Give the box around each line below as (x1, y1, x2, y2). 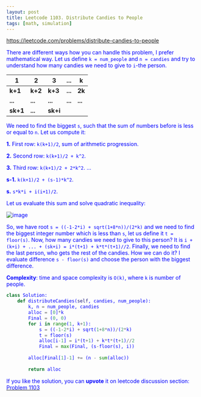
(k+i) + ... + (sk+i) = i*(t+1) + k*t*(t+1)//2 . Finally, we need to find (6, 242, 191, 250)
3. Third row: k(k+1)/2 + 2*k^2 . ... (6, 164, 91, 172)
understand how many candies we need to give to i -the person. (6, 62, 167, 69)
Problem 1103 (6, 384, 40, 391)
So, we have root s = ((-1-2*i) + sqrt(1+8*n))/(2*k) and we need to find (6, 224, 195, 231)
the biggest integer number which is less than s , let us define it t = (6, 230, 174, 237)
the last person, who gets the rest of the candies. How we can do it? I (6, 249, 181, 257)
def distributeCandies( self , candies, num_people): (17, 298, 151, 304)
